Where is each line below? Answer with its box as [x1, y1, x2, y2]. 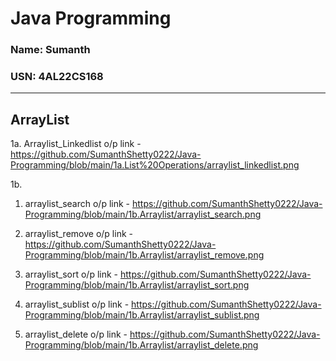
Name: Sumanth [10, 43, 91, 57]
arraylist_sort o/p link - [24, 268, 118, 281]
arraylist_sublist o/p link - [24, 298, 130, 311]
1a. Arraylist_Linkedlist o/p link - [10, 138, 142, 150]
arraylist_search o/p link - [24, 198, 131, 210]
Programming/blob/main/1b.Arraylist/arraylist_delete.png [24, 339, 259, 351]
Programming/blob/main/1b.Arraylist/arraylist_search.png [24, 208, 262, 221]
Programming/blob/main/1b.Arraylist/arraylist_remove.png [24, 249, 265, 261]
